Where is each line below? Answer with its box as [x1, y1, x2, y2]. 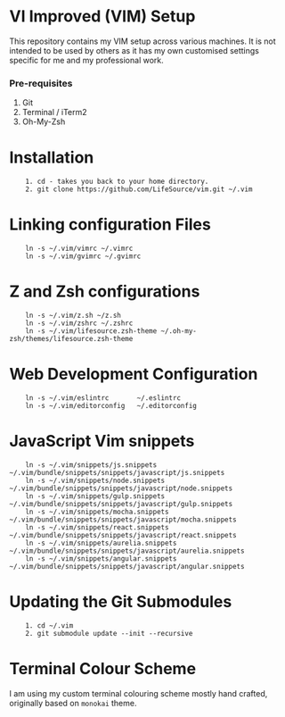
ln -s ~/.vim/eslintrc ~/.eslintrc [25, 393, 181, 403]
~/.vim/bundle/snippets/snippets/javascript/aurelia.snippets [9, 546, 245, 555]
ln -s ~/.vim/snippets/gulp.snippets [25, 491, 166, 501]
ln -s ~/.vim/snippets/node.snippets [25, 476, 166, 485]
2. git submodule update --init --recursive [25, 629, 193, 638]
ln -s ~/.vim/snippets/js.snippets [25, 460, 158, 470]
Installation [9, 147, 94, 168]
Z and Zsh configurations [9, 281, 200, 302]
